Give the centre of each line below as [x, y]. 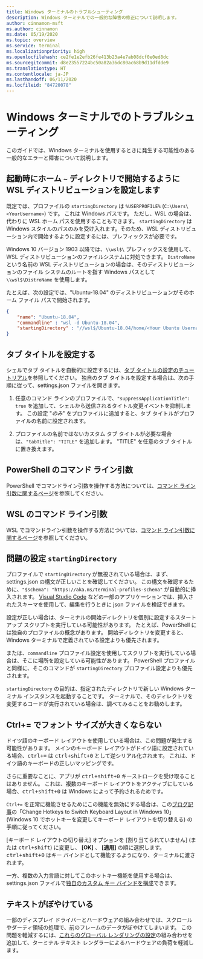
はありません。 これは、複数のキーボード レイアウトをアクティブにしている [100, 784]
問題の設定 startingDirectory [62, 558]
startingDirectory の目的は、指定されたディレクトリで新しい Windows [95, 688]
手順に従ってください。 [35, 827]
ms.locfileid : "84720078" [39, 86]
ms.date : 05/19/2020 [32, 35]
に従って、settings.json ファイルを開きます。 [67, 385]
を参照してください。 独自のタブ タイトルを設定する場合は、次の [108, 377]
